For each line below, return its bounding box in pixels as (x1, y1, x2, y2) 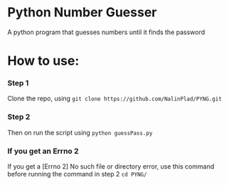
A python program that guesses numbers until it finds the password (7, 28, 206, 36)
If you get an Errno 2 (7, 146, 80, 156)
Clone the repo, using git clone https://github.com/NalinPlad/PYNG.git (7, 94, 222, 103)
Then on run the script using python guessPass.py (7, 128, 153, 137)
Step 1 (7, 78, 29, 88)
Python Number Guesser (7, 4, 157, 21)
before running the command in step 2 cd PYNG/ (7, 170, 147, 179)
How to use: (7, 53, 80, 69)
